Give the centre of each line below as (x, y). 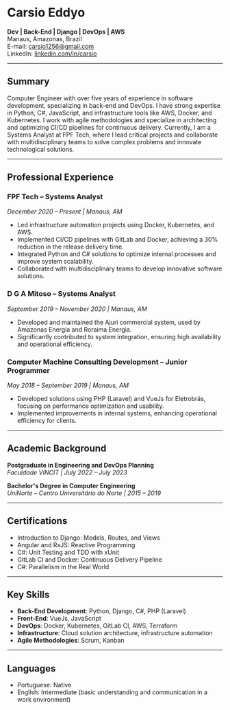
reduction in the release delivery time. (71, 247)
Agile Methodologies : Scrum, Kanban (71, 641)
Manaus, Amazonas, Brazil (44, 38)
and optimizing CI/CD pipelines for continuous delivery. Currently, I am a (109, 127)
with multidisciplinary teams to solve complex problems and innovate (104, 141)
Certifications (37, 521)
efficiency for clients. (47, 421)
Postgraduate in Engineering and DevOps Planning (80, 465)
